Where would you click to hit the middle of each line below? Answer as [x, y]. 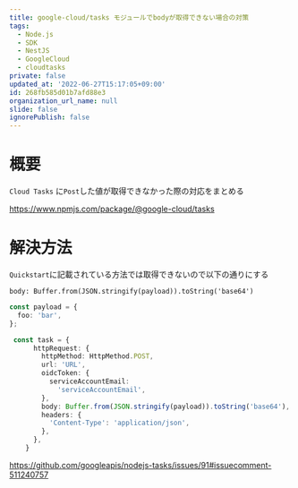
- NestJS [34, 51]
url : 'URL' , [64, 365]
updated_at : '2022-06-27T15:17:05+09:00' [88, 84]
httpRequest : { [61, 348]
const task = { [41, 340]
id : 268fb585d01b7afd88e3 [57, 92]
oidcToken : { [66, 373]
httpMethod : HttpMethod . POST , [98, 356]
